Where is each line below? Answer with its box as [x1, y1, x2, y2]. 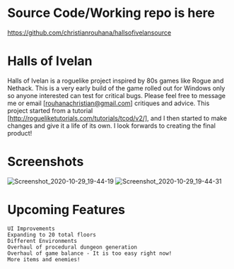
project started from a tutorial [7, 106, 93, 114]
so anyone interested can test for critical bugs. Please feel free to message [7, 91, 226, 100]
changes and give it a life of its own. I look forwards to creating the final [7, 121, 216, 130]
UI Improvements [7, 225, 55, 232]
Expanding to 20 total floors [7, 231, 97, 238]
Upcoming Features [7, 202, 126, 217]
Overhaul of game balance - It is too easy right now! [7, 249, 172, 257]
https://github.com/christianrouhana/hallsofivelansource [7, 28, 172, 37]
